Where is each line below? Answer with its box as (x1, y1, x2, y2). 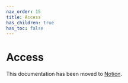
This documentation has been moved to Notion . (6, 71, 123, 78)
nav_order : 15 (6, 8, 41, 15)
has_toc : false (6, 25, 44, 31)
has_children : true (6, 20, 55, 25)
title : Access (6, 14, 41, 20)
